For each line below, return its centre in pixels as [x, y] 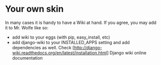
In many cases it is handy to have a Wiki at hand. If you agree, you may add [81, 22]
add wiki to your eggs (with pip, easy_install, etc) [61, 37]
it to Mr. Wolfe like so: [27, 27]
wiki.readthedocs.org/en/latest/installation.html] [60, 53]
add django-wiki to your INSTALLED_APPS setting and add [71, 42]
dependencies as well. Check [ [43, 47]
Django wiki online [128, 53]
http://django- [88, 47]
